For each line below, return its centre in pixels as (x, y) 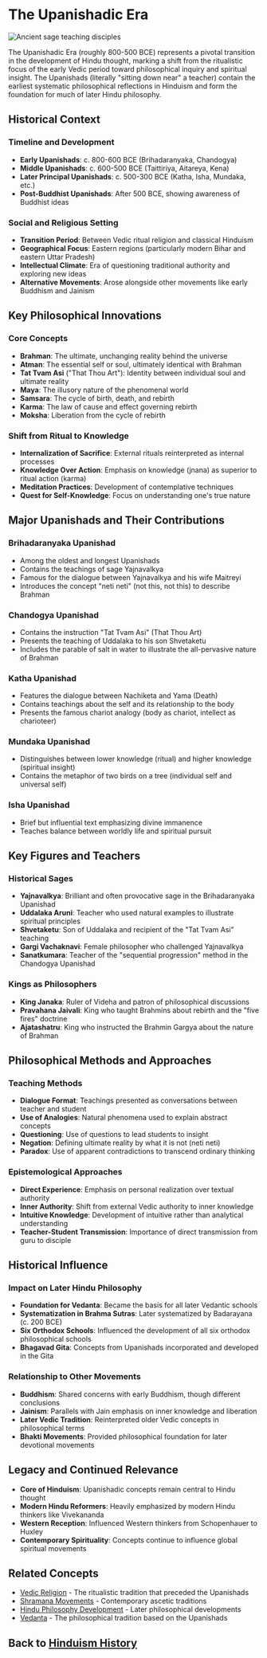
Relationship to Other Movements (75, 1377)
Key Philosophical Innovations (85, 316)
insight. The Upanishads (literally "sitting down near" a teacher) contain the (132, 77)
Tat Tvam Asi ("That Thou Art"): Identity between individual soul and (132, 373)
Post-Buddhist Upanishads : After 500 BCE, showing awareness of (130, 194)
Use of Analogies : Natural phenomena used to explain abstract (124, 1118)
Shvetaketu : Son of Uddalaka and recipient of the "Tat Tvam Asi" (127, 930)
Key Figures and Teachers (75, 856)
